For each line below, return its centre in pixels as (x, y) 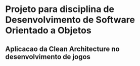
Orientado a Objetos (49, 30)
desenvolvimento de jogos (48, 57)
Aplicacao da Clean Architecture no (62, 49)
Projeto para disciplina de (60, 9)
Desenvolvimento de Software (70, 20)
